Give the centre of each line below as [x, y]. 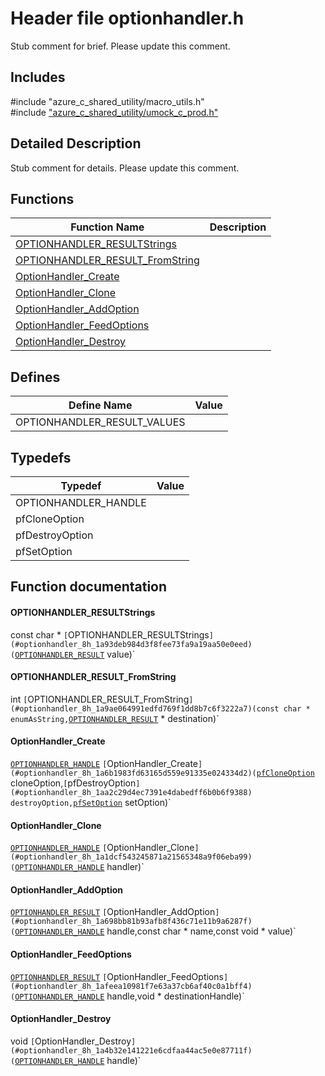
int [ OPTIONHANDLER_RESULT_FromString [100, 699]
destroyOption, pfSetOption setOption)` [91, 802]
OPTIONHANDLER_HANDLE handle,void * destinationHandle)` [129, 996]
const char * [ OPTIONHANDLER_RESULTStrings [110, 634]
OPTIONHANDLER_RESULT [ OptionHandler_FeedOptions [117, 976]
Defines [35, 377]
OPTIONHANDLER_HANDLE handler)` [79, 867]
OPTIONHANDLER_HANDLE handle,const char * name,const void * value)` [155, 931]
